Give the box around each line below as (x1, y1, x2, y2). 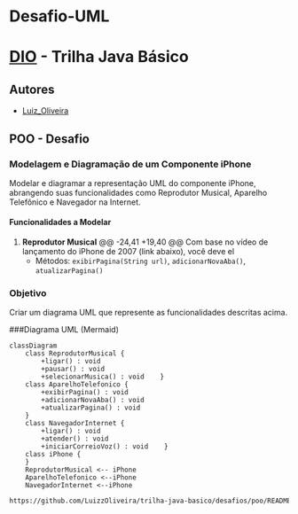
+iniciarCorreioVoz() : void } (41, 442, 169, 451)
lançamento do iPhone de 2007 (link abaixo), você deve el (21, 246, 235, 257)
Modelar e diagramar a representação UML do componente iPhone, (9, 177, 256, 188)
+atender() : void (41, 434, 109, 444)
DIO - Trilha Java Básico (9, 47, 189, 67)
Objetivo (9, 287, 47, 299)
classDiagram (9, 341, 58, 351)
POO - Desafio (9, 131, 90, 146)
